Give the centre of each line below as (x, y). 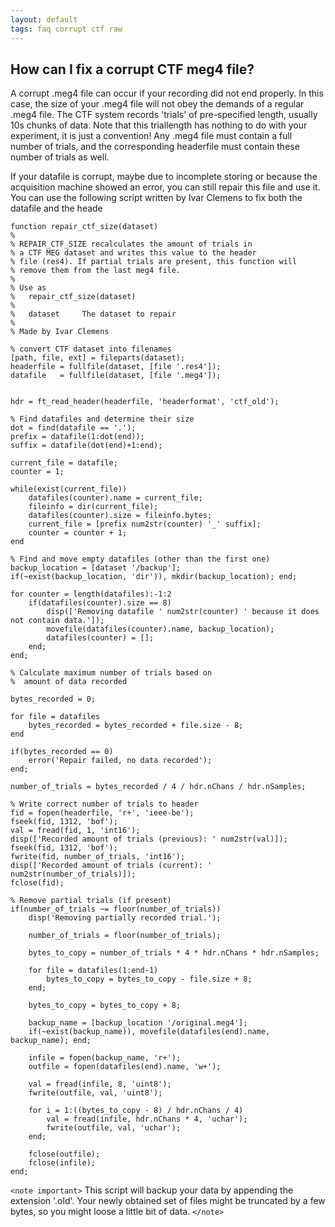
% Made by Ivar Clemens (60, 332)
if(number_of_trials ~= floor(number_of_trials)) (116, 909)
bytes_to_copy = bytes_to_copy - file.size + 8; (149, 979)
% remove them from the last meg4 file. (96, 271)
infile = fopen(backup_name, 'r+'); (105, 1058)
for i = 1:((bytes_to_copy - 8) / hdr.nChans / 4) (136, 1111)
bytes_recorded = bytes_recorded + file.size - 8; (136, 726)
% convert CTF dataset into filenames (91, 349)
